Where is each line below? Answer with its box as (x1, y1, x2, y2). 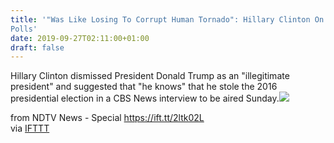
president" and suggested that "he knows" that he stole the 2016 (10, 81, 278, 93)
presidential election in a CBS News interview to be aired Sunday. (10, 92, 280, 105)
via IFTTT (10, 122, 50, 135)
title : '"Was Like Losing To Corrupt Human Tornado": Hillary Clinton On (10, 14, 325, 25)
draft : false (10, 42, 65, 53)
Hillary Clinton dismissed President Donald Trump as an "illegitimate (10, 70, 290, 82)
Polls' (10, 24, 38, 34)
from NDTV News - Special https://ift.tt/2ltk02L (10, 112, 205, 124)
